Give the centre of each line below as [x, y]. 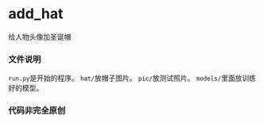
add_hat [36, 14]
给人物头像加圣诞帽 [40, 37]
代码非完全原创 [37, 110]
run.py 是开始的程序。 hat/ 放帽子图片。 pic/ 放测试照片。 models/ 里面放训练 [132, 78]
